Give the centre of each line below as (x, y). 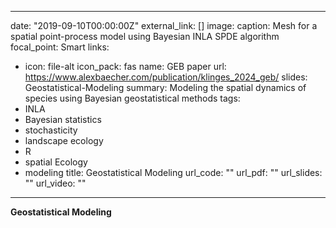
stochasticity (51, 130)
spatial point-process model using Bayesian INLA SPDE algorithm (145, 36)
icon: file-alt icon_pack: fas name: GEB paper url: (125, 66)
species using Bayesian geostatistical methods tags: (132, 98)
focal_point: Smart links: (60, 47)
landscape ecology (64, 140)
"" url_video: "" (55, 183)
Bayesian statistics (63, 119)
